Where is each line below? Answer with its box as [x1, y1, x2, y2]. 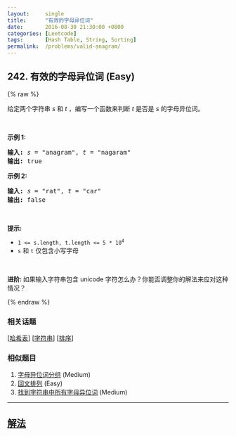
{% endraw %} [7, 297, 51, 306]
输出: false [7, 195, 46, 204]
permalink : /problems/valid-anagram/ [7, 43, 121, 50]
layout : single [7, 10, 65, 18]
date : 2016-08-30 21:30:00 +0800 [7, 23, 124, 30]
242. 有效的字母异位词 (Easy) [7, 71, 135, 83]
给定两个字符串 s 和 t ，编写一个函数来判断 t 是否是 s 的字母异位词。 [7, 104, 204, 113]
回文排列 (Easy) [17, 379, 63, 387]
